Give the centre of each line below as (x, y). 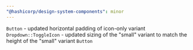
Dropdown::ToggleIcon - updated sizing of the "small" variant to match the (97, 34)
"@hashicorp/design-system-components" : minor (65, 11)
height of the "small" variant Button (50, 41)
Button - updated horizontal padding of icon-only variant (76, 28)
